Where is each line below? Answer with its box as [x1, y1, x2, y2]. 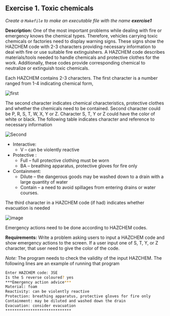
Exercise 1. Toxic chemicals [5, 4, 94, 13]
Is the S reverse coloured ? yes [5, 275, 74, 280]
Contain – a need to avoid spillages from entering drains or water [20, 184, 156, 190]
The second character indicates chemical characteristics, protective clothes [5, 100, 164, 106]
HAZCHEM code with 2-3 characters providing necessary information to [5, 43, 156, 50]
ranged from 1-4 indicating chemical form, [5, 80, 94, 86]
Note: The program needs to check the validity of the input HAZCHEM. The [5, 255, 162, 261]
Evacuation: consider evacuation [5, 303, 76, 308]
